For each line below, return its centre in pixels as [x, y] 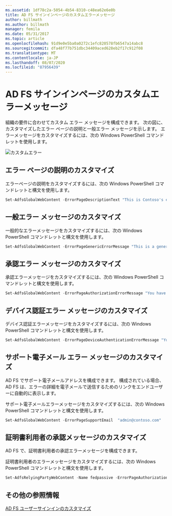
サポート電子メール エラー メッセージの [67, 357]
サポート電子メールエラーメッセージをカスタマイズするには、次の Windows [85, 404]
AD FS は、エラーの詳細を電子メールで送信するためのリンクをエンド [78, 387]
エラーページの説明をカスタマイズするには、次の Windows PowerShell [80, 183]
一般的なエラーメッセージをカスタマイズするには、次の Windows [74, 230]
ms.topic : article [25, 39]
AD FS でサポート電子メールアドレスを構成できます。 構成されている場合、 [85, 380]
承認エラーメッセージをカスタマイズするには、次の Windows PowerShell [82, 277]
